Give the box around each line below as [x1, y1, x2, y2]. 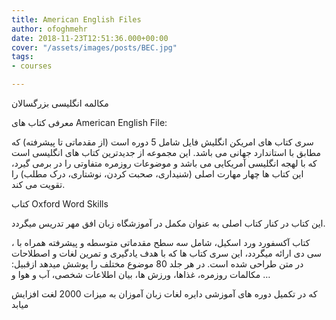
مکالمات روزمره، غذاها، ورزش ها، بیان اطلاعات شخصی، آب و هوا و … [11, 269, 271, 280]
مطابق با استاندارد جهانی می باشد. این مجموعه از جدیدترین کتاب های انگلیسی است [11, 147, 321, 158]
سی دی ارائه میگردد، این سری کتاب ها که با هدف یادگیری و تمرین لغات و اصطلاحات [11, 247, 323, 259]
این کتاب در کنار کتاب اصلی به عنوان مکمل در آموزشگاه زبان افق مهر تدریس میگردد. [11, 217, 326, 229]
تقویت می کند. [11, 179, 66, 190]
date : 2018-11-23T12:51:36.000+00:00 [11, 33, 169, 43]
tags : [11, 52, 34, 62]
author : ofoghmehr [11, 24, 88, 34]
